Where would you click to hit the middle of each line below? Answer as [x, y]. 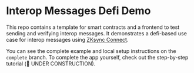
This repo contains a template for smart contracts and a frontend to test [93, 27]
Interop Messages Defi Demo [78, 11]
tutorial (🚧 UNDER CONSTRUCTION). [51, 64]
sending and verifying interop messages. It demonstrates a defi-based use [96, 33]
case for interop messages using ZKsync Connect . [67, 39]
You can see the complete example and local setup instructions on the [91, 51]
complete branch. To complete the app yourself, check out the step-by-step [97, 57]
